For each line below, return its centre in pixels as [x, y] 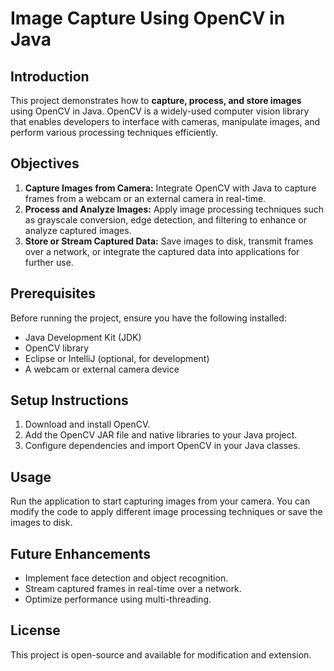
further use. [49, 262]
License [35, 630]
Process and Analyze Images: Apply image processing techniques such [174, 209]
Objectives [45, 163]
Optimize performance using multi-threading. [118, 599]
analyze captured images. [78, 230]
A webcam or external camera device [102, 369]
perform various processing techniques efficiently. [114, 132]
